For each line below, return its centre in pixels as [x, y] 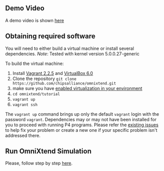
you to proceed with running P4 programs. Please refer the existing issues [82, 125]
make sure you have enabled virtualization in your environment [77, 88]
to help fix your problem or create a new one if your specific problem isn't [81, 130]
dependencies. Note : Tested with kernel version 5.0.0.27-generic [72, 54]
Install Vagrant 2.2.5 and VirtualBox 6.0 [53, 73]
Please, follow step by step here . [39, 163]
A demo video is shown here [35, 20]
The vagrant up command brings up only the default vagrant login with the [82, 114]
